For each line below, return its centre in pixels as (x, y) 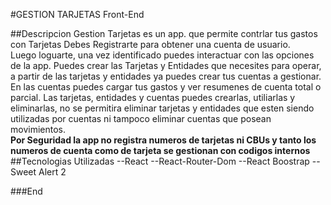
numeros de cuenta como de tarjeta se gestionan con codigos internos (160, 150)
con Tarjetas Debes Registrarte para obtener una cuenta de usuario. (150, 44)
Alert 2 (52, 172)
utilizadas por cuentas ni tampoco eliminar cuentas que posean (141, 118)
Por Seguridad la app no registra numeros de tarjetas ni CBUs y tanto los (163, 140)
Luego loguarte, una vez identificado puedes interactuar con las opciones (162, 55)
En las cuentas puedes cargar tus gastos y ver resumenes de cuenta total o (166, 87)
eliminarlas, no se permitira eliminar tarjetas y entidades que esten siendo (162, 108)
